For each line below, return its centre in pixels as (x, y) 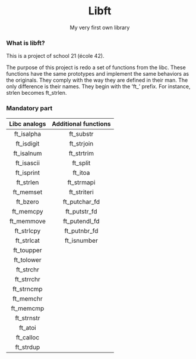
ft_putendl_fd (81, 221)
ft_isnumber (81, 240)
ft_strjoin (81, 143)
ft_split (81, 163)
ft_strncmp (28, 289)
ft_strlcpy (28, 231)
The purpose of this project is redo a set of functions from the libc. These (96, 67)
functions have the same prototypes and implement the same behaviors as (97, 74)
